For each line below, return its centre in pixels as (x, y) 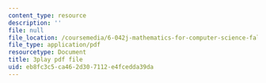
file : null (26, 30)
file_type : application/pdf (55, 45)
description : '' (35, 23)
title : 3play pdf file (46, 60)
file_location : (33, 38)
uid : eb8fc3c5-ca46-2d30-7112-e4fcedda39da (81, 67)
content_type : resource (47, 15)
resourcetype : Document (47, 52)
